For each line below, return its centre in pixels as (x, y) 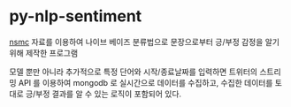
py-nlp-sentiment (76, 16)
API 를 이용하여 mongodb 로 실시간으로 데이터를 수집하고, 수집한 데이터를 (145, 82)
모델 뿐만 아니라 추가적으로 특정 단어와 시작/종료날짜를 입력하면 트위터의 (134, 72)
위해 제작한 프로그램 (43, 53)
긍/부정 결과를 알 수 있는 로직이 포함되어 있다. (103, 94)
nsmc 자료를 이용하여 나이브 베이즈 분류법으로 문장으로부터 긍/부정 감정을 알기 (145, 42)
